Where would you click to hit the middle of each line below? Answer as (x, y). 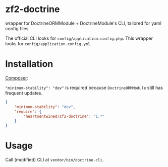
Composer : (17, 78)
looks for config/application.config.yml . (48, 43)
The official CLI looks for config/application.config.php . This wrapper (79, 38)
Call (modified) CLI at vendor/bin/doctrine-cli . (54, 160)
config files (17, 28)
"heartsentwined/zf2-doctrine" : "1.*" (64, 116)
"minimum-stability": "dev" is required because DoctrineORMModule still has (84, 88)
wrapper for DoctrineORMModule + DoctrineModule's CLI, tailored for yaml (83, 23)
